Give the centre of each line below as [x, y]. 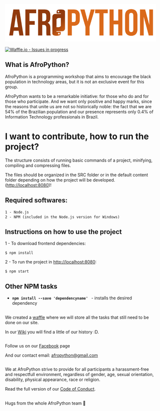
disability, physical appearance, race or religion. [53, 379]
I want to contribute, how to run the [77, 136]
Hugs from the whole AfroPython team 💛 [45, 403]
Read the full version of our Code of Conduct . [50, 389]
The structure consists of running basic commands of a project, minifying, [79, 160]
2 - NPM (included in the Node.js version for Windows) [62, 217]
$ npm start [17, 271]
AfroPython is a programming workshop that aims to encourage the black [78, 76]
